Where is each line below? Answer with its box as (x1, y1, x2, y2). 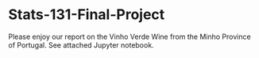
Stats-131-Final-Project (8, 6, 165, 24)
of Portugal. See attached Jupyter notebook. (8, 40, 154, 49)
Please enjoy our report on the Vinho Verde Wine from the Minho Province (8, 32, 252, 41)
